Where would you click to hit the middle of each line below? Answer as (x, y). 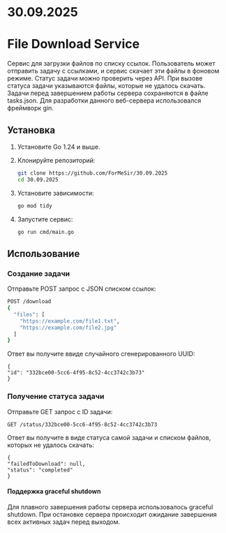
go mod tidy (35, 206)
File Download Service (74, 44)
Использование (44, 253)
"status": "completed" (40, 470)
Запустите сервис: (45, 219)
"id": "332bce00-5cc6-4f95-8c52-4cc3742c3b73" (76, 373)
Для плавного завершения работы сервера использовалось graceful (110, 506)
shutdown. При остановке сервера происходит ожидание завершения (112, 514)
